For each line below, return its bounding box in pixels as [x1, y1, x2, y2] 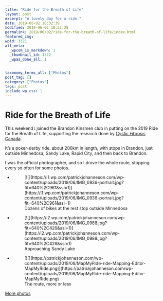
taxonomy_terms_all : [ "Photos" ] [5, 71, 71, 75]
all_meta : [5, 43, 25, 48]
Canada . [5, 136, 22, 142]
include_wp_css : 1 [5, 89, 42, 93]
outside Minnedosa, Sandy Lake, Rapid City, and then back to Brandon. [5, 150, 147, 156]
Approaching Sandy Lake [24, 246, 75, 252]
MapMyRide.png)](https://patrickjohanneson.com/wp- [24, 266, 134, 271]
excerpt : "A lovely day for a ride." [5, 16, 82, 21]
